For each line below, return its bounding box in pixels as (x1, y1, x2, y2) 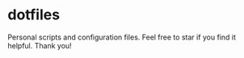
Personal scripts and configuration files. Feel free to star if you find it (7, 32, 236, 42)
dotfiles (7, 6, 61, 24)
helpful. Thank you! (7, 40, 72, 50)
